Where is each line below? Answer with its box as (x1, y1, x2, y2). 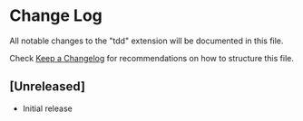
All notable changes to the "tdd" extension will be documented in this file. (9, 35, 284, 46)
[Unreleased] (9, 79, 86, 95)
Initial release (22, 103, 73, 114)
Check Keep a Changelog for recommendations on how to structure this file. (9, 52, 295, 63)
